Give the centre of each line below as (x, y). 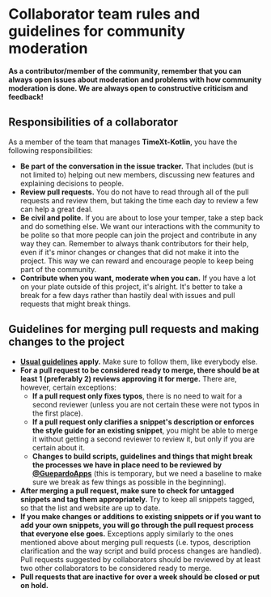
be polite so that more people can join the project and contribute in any (138, 235)
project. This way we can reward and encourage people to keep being (137, 261)
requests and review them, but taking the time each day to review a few (139, 200)
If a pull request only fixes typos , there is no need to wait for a (137, 396)
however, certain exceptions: (68, 387)
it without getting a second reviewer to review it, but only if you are (143, 439)
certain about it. (58, 447)
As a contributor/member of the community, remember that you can (125, 70)
